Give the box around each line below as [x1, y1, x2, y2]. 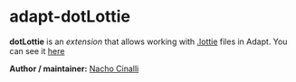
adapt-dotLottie [9, 6, 131, 27]
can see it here [9, 45, 65, 56]
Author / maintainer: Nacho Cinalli [9, 63, 139, 74]
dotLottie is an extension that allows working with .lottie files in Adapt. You [9, 36, 288, 47]
